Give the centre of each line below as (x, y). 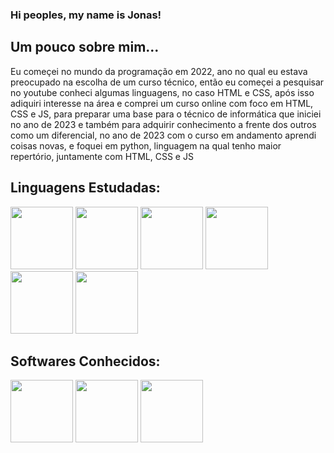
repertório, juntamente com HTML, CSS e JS (102, 156)
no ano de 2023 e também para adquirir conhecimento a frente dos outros (163, 124)
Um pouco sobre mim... (85, 47)
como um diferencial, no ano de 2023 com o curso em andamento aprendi (163, 135)
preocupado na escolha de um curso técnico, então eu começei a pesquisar (167, 82)
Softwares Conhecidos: (85, 361)
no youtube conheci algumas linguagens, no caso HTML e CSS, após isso (162, 92)
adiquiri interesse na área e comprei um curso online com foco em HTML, (162, 103)
